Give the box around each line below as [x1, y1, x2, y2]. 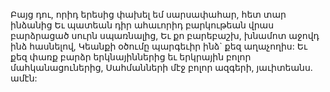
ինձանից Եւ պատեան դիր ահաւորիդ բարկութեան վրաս [10, 19, 275, 31]
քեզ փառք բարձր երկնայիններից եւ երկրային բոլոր [10, 51, 252, 63]
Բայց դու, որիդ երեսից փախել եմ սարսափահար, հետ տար [10, 9, 287, 20]
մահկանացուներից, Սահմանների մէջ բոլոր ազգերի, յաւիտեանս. [10, 62, 313, 73]
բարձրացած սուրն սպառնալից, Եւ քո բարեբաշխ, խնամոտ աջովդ [10, 30, 320, 41]
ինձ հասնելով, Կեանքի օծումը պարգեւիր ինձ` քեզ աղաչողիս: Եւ [10, 40, 308, 52]
